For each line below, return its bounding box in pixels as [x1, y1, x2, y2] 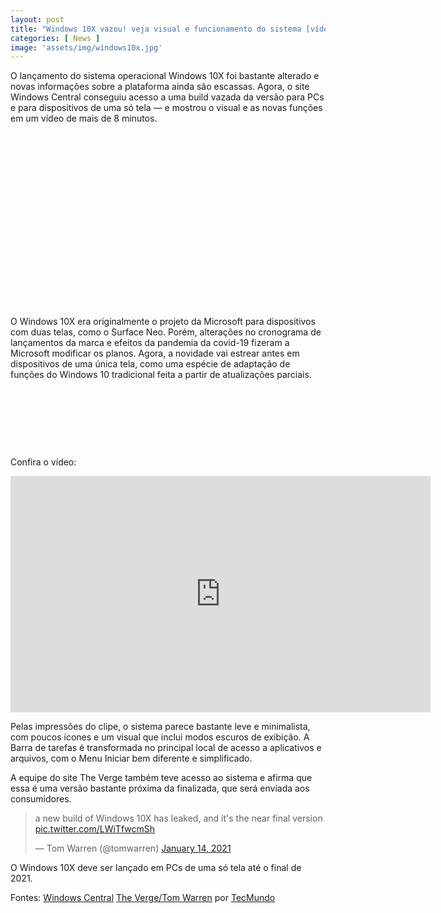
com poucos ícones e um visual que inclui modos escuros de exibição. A [10, 731, 310, 743]
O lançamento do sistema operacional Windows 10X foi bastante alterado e [10, 70, 320, 82]
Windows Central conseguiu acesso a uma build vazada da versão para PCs [10, 91, 325, 103]
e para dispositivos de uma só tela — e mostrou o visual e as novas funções [10, 102, 323, 114]
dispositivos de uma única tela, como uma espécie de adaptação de [10, 358, 291, 370]
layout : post [10, 14, 65, 25]
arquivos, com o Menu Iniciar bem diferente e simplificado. [10, 752, 253, 765]
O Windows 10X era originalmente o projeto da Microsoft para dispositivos [10, 316, 316, 328]
